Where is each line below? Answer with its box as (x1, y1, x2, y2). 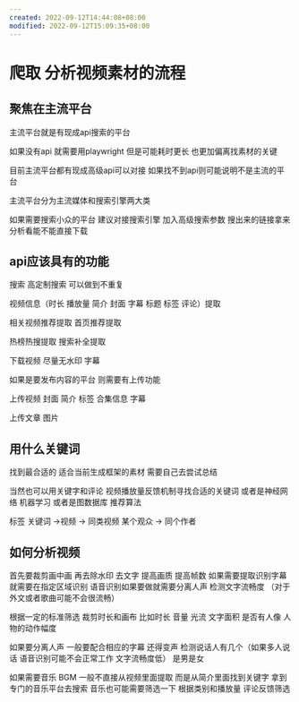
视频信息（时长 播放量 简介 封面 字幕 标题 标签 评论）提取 (9, 298, 221, 309)
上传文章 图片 (9, 413, 59, 424)
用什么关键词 (9, 441, 81, 457)
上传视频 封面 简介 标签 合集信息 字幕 (9, 393, 146, 404)
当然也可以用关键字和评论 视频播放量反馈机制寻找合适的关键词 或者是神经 (9, 485, 280, 497)
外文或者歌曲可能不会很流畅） (9, 592, 119, 603)
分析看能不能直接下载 (9, 225, 88, 235)
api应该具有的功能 (9, 253, 110, 269)
